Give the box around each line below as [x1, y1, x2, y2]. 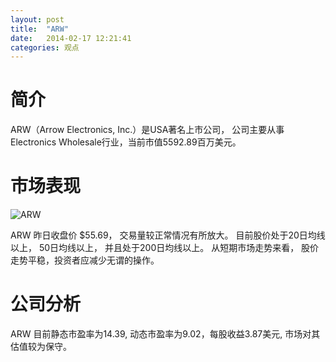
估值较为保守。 [10, 341, 72, 353]
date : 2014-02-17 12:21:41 [10, 33, 132, 43]
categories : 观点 [10, 42, 80, 53]
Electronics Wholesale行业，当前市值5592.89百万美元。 [10, 136, 242, 148]
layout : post [10, 14, 65, 25]
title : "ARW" [10, 24, 70, 34]
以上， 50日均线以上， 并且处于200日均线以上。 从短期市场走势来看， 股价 [10, 242, 320, 254]
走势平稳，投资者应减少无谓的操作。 [10, 254, 160, 266]
